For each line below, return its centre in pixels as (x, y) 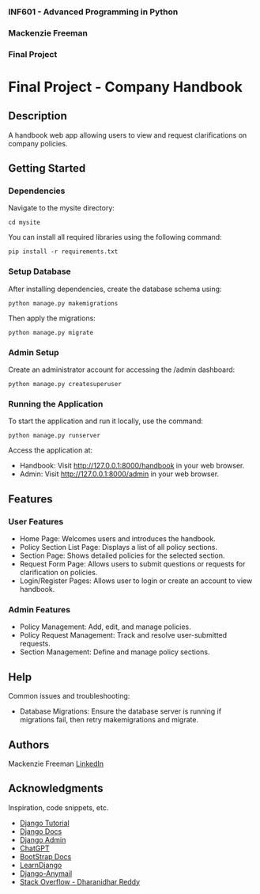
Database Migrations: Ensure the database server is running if (121, 711)
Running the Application (56, 403)
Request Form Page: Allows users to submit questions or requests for (132, 564)
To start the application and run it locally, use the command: (106, 421)
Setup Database (40, 271)
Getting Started (47, 169)
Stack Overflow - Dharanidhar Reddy (80, 881)
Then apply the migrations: (52, 318)
